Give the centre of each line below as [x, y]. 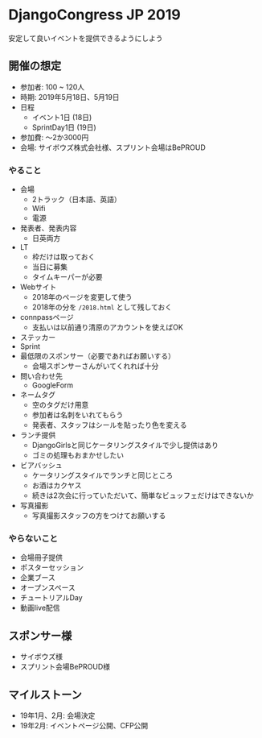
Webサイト [38, 287]
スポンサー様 [40, 635]
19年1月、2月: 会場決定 [57, 715]
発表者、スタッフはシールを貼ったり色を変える [109, 425]
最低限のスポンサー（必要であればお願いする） [97, 356]
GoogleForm [53, 385]
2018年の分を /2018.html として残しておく [102, 307]
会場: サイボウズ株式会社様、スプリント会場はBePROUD [113, 147]
